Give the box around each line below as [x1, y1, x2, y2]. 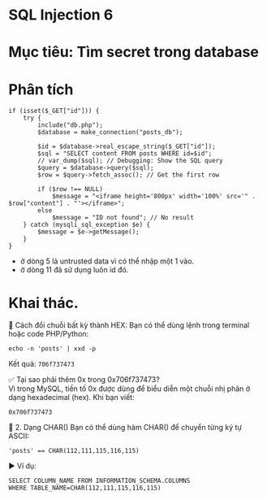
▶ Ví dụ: [8, 461, 37, 471]
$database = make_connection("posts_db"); [37, 128, 183, 137]
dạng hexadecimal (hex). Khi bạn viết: [8, 393, 136, 402]
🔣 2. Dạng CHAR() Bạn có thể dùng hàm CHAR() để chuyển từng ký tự [8, 423, 242, 433]
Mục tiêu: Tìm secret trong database [8, 43, 260, 62]
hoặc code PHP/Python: [8, 329, 89, 339]
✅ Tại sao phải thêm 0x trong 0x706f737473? [8, 375, 160, 385]
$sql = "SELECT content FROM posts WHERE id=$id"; [37, 150, 213, 158]
